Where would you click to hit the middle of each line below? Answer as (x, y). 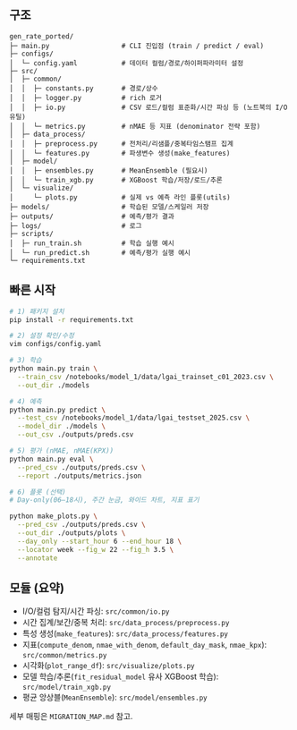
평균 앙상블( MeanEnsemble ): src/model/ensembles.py (115, 697)
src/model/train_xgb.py (67, 688)
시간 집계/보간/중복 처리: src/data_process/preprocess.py (126, 623)
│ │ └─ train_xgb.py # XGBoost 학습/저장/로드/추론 (116, 180)
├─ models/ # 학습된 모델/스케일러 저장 (109, 207)
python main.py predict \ (57, 410)
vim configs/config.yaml (55, 344)
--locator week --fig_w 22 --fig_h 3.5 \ (96, 549)
